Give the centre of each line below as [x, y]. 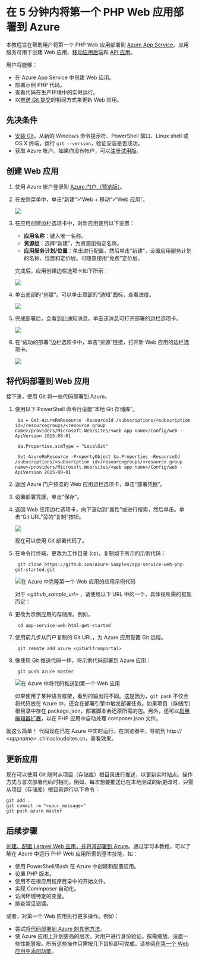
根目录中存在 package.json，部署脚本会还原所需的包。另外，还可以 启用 [102, 711]
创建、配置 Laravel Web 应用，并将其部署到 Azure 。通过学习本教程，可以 [96, 846]
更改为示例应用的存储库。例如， [54, 614]
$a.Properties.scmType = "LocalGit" [63, 447]
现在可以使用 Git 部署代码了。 [51, 541]
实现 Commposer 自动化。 [47, 889]
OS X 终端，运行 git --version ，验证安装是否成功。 [79, 143]
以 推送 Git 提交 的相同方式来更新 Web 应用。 [68, 99]
